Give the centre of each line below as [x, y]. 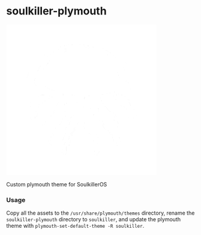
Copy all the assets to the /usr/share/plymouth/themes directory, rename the [100, 213]
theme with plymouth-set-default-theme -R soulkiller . [75, 226]
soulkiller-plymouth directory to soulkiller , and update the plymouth [94, 219]
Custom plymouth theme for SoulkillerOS [57, 184]
